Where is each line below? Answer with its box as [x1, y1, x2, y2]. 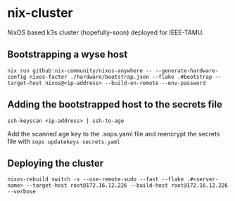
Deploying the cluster [7, 157, 104, 169]
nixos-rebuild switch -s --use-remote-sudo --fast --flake [7, 176, 184, 183]
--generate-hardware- [155, 67, 219, 74]
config [7, 73, 27, 80]
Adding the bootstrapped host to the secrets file [7, 98, 223, 110]
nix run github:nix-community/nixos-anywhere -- [7, 67, 153, 74]
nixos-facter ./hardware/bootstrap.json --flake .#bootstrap [29, 73, 212, 80]
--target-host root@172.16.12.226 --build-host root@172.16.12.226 [25, 182, 229, 189]
